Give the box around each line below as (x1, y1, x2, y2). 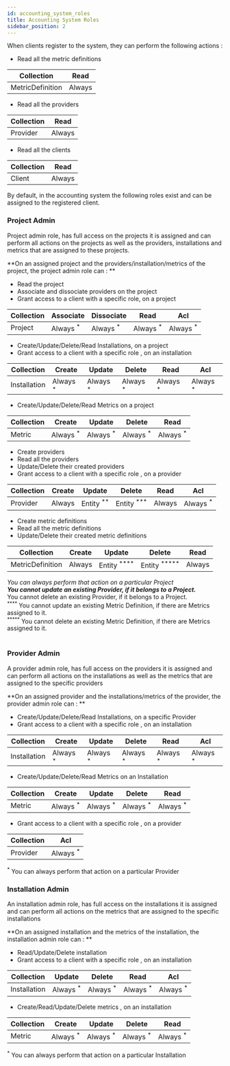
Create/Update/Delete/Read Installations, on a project (16, 341, 168, 349)
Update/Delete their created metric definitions (16, 531, 147, 540)
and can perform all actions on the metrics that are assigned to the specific (7, 907, 219, 916)
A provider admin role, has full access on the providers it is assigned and (7, 664, 212, 673)
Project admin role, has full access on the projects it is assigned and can (7, 231, 212, 240)
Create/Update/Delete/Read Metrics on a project (16, 401, 154, 409)
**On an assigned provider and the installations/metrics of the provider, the (7, 692, 221, 700)
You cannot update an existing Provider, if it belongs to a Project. (7, 585, 196, 594)
